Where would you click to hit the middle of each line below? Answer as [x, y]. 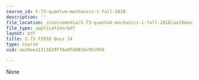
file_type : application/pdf [41, 28]
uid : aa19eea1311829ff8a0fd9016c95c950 [55, 50]
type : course [22, 45]
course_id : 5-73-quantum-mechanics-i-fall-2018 [66, 11]
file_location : [25, 22]
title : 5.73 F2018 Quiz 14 [39, 39]
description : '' [26, 17]
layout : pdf [21, 34]
